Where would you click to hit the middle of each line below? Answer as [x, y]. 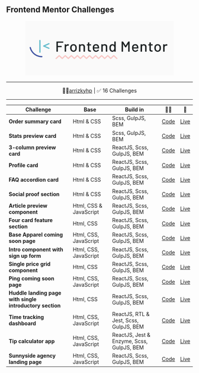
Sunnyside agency [32, 356]
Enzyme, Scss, [130, 341]
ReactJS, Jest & [131, 334]
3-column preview [32, 147]
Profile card [23, 165]
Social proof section [34, 194]
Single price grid [30, 264]
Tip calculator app [32, 341]
